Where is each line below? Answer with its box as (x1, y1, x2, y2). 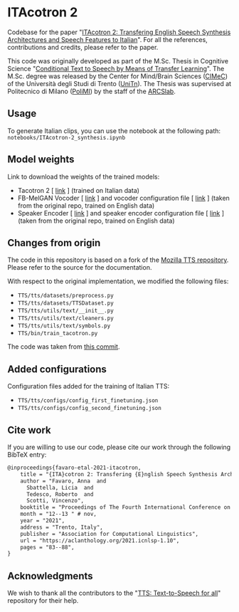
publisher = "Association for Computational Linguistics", (20, 530, 199, 537)
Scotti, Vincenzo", (26, 497, 84, 505)
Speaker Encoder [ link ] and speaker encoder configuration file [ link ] (17, 209, 225, 217)
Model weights (7, 154, 75, 166)
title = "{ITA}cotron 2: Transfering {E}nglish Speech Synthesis (20, 470, 218, 478)
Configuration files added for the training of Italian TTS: (7, 382, 169, 391)
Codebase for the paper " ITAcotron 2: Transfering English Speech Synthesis (7, 28, 231, 36)
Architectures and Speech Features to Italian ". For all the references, (7, 35, 208, 43)
